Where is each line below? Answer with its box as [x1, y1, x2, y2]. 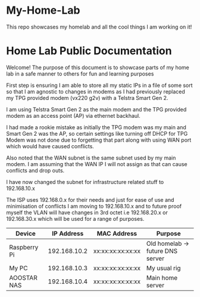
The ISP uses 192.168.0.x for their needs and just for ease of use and [6, 196, 174, 203]
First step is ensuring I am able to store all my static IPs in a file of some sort [6, 82, 193, 89]
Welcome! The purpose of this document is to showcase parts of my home [6, 64, 189, 71]
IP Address [51, 229, 84, 237]
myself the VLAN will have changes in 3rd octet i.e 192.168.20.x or [6, 209, 168, 216]
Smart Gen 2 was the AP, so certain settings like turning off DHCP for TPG [6, 130, 188, 137]
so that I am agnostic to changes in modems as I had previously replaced [6, 87, 186, 95]
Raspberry [9, 243, 39, 251]
